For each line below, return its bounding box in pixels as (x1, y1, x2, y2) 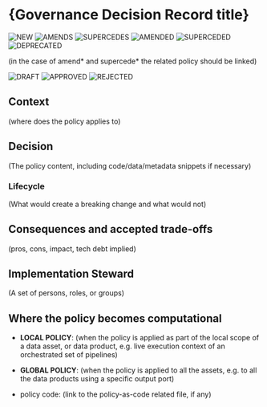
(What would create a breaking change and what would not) (8, 199, 207, 209)
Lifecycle (8, 181, 46, 192)
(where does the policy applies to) (8, 116, 121, 126)
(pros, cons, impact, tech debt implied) (8, 243, 136, 254)
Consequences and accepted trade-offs (8, 222, 213, 236)
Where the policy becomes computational (8, 311, 222, 325)
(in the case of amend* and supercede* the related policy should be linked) (8, 56, 257, 66)
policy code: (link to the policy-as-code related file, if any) (19, 389, 212, 399)
